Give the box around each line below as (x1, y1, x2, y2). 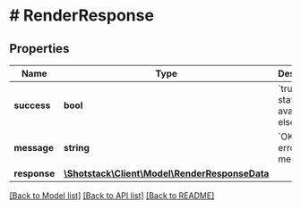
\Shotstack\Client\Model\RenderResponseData (63, 167, 270, 180)
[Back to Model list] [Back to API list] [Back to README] (9, 190, 215, 201)
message (13, 142, 54, 154)
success (13, 99, 51, 112)
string (63, 142, 90, 154)
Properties (9, 41, 70, 56)
